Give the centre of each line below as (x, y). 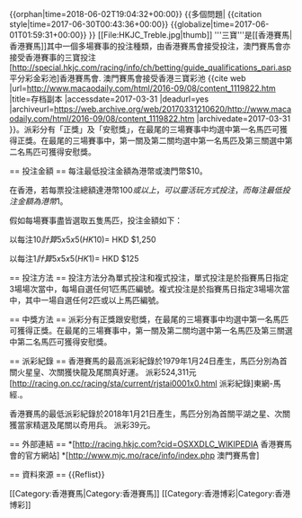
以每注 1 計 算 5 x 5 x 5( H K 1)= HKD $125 (74, 259)
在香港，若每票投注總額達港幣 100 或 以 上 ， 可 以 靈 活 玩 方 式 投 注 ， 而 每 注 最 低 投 (150, 190)
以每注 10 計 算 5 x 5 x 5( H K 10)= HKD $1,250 (83, 239)
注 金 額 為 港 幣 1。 (39, 201)
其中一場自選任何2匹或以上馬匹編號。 (94, 300)
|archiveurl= (32, 109)
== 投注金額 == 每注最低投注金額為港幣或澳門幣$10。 (109, 171)
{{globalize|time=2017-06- (220, 24)
